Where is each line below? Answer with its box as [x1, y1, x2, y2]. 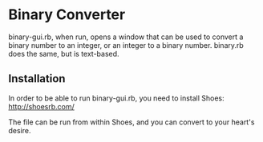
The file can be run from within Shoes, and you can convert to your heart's [8, 117, 255, 127]
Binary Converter [8, 6, 126, 24]
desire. [8, 125, 31, 135]
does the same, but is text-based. [8, 49, 119, 58]
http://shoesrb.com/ [8, 101, 75, 111]
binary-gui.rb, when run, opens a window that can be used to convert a [8, 32, 244, 41]
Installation [8, 72, 66, 85]
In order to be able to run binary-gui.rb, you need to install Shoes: [8, 93, 225, 103]
